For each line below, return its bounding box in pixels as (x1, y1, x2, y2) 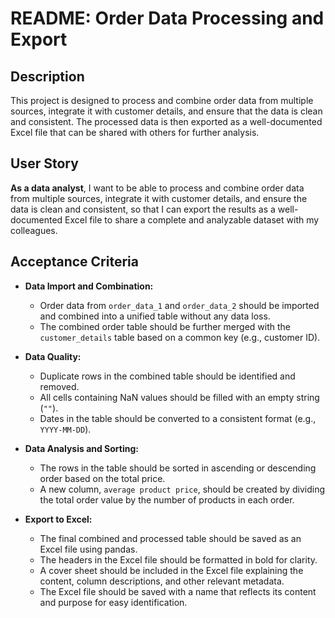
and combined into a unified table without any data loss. (39, 310, 271, 322)
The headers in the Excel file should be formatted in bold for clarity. (39, 553, 318, 566)
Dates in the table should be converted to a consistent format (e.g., (39, 412, 317, 424)
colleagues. (10, 224, 58, 236)
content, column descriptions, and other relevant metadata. (39, 575, 285, 587)
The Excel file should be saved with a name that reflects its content (39, 585, 317, 597)
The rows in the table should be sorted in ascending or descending (39, 462, 317, 474)
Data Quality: (24, 350, 82, 362)
